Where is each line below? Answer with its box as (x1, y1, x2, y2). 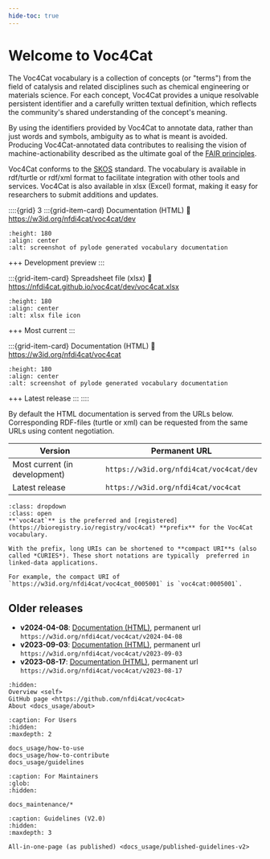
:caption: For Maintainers (8, 773, 99, 781)
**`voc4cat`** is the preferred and (8, 516, 131, 524)
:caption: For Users (8, 717, 78, 725)
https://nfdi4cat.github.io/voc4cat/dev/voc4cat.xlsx (8, 282, 179, 291)
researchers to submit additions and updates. (8, 190, 159, 199)
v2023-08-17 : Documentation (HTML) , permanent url (19, 657, 198, 667)
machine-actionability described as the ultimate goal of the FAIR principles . (8, 148, 257, 158)
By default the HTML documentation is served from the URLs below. (8, 409, 235, 418)
